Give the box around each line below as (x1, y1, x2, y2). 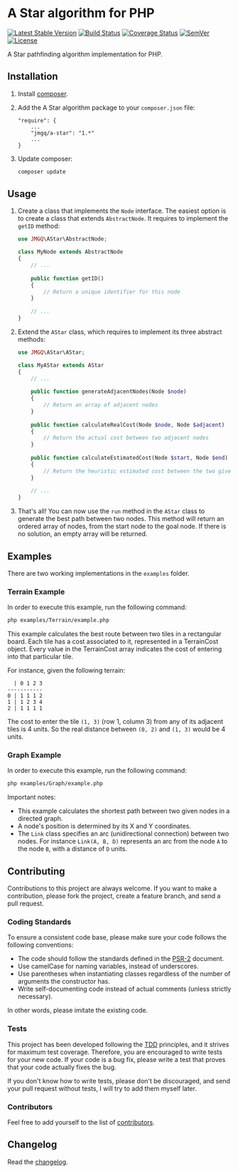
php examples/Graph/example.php (7, 780, 103, 787)
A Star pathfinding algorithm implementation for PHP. (7, 50, 163, 58)
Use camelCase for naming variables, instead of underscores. (17, 962, 199, 971)
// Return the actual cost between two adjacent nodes (43, 434, 210, 442)
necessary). (17, 992, 53, 1001)
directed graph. (17, 814, 63, 823)
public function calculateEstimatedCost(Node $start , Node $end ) (31, 454, 229, 462)
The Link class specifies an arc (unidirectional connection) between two (17, 829, 229, 838)
